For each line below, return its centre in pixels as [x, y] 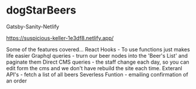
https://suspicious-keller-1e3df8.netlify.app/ [60, 38]
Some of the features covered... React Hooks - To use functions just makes [98, 49]
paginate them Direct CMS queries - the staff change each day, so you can [98, 62]
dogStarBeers [41, 10]
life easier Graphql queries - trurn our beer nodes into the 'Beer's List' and [97, 55]
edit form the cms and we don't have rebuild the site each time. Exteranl [94, 68]
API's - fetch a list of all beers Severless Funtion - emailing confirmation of [97, 74]
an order [17, 81]
